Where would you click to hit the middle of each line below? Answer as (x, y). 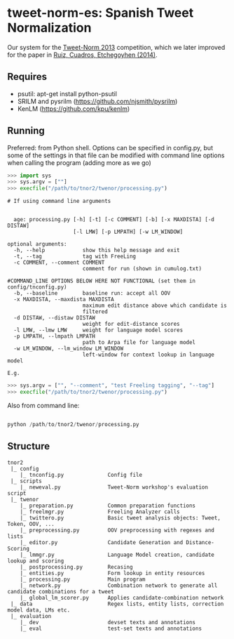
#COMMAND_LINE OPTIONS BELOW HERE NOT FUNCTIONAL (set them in (102, 281)
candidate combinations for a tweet (61, 591)
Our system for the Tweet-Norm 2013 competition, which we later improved (116, 47)
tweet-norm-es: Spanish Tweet (101, 13)
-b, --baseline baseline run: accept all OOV (92, 294)
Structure (29, 446)
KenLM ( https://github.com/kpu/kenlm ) (74, 108)
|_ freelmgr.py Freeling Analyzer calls (100, 512)
